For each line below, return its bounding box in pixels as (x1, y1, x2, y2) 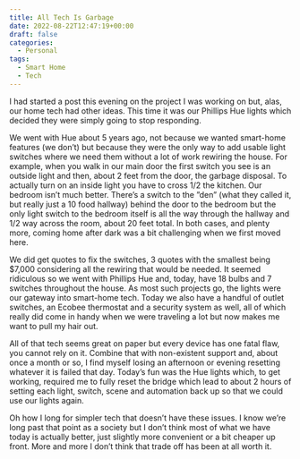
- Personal (17, 47, 58, 55)
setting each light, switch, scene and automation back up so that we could (9, 386, 284, 396)
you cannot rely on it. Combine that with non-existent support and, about (9, 347, 279, 358)
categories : (9, 38, 54, 47)
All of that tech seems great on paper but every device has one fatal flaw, (9, 337, 280, 349)
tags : (9, 55, 30, 64)
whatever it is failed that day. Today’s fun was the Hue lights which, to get (9, 366, 280, 377)
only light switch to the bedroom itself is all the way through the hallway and (9, 208, 290, 219)
